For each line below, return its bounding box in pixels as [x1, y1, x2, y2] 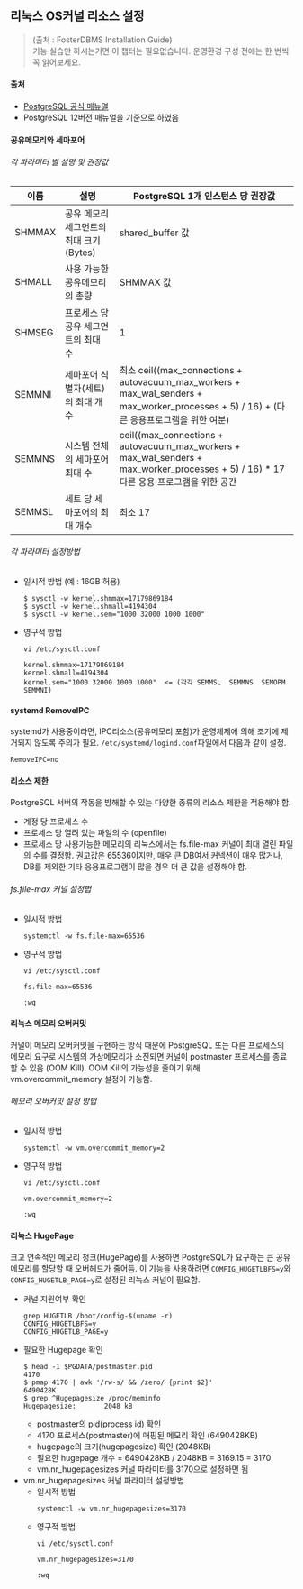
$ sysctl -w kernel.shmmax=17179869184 [22, 594, 174, 603]
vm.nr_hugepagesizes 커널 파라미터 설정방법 [22, 1475, 185, 1486]
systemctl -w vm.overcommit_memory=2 [22, 1144, 165, 1153]
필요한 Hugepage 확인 [22, 1345, 103, 1355]
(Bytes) [65, 246, 97, 259]
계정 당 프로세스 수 [22, 816, 89, 827]
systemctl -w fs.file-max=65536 [22, 932, 145, 941]
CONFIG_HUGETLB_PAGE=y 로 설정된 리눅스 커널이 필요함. [10, 1274, 201, 1285]
